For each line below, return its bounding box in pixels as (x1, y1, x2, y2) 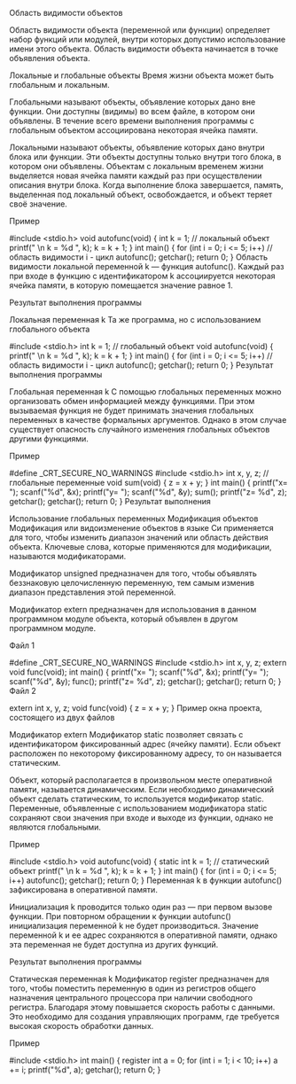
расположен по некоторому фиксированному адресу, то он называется (9, 748, 282, 759)
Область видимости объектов (9, 8, 123, 18)
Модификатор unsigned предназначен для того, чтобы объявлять (9, 568, 257, 579)
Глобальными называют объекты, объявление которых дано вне (9, 97, 256, 107)
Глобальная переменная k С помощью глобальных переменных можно (9, 386, 282, 397)
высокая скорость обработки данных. (9, 1021, 154, 1031)
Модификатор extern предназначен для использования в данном (9, 604, 257, 614)
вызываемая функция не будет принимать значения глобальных (9, 405, 254, 416)
